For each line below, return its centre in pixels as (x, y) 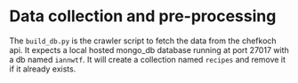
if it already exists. (43, 69)
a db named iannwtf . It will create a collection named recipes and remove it (148, 59)
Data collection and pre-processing (143, 16)
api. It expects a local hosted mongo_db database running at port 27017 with (149, 49)
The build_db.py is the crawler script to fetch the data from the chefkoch (143, 41)
